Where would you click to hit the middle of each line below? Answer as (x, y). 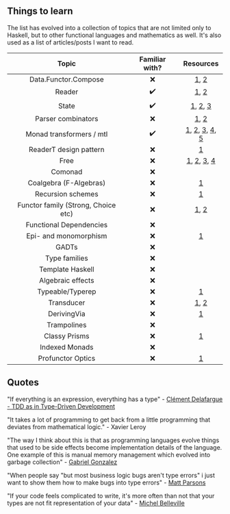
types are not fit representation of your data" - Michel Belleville (96, 503)
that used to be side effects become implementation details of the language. (115, 447)
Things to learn (40, 11)
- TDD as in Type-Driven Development (61, 406)
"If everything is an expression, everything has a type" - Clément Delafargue (115, 399)
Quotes (23, 383)
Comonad (67, 172)
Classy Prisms (67, 336)
